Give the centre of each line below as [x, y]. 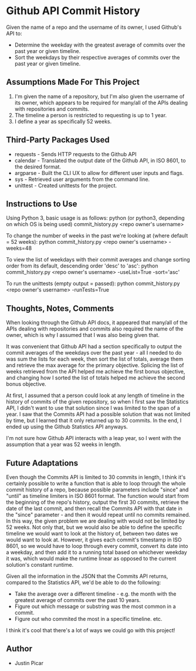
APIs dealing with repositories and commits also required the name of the [95, 329]
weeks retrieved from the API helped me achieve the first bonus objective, [96, 372]
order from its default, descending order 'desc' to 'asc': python [82, 266]
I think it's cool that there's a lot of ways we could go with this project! [91, 630]
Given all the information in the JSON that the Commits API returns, [87, 576]
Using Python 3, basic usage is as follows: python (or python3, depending [95, 218]
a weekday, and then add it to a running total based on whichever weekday [97, 552]
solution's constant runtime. [40, 565]
